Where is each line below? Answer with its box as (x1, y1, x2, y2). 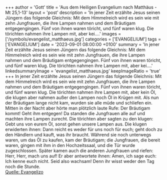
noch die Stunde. (5, 163, 40, 169)
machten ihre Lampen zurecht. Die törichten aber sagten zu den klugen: (5, 116, 153, 121)
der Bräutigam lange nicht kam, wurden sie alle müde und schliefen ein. (5, 100, 152, 105)
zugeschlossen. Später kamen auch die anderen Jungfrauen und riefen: (5, 147, 153, 153)
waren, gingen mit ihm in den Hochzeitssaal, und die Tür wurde (5, 142, 135, 148)
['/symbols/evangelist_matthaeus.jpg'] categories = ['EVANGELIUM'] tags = (5, 36, 161, 42)
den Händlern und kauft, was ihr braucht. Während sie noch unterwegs (5, 132, 151, 137)
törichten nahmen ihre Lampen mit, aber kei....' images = (5, 31, 121, 36)
